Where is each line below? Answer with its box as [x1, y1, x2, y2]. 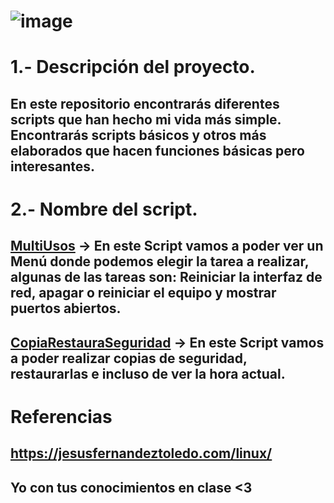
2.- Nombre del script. [10, 198, 198, 220]
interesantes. [10, 158, 96, 175]
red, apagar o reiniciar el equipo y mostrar [10, 285, 277, 302]
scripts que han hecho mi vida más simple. [10, 111, 282, 128]
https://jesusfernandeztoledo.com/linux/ [10, 445, 273, 462]
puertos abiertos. [10, 300, 122, 317]
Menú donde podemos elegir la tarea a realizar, [10, 253, 310, 270]
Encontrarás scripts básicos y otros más [10, 126, 267, 144]
